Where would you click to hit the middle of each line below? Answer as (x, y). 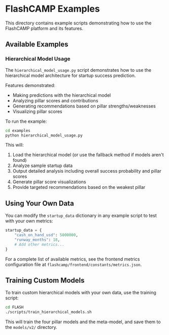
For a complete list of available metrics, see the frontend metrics (73, 259)
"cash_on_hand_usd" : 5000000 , (46, 235)
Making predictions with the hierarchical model (62, 95)
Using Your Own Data (40, 203)
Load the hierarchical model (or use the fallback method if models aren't (88, 155)
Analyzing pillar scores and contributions (55, 100)
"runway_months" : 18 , (37, 240)
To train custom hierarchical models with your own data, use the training (81, 293)
